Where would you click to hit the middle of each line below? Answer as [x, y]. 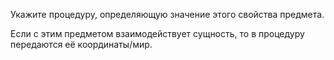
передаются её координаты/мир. [81, 44]
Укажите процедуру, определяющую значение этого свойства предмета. [167, 14]
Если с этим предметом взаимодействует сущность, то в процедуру [157, 33]
